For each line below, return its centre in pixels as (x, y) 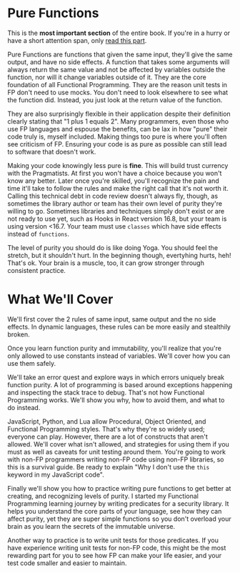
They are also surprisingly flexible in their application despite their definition (119, 114)
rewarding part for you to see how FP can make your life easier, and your (115, 555)
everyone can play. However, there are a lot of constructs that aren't (108, 437)
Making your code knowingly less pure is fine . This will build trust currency (118, 165)
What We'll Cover (60, 300)
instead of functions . (39, 234)
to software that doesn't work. (52, 151)
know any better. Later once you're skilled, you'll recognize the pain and (113, 181)
